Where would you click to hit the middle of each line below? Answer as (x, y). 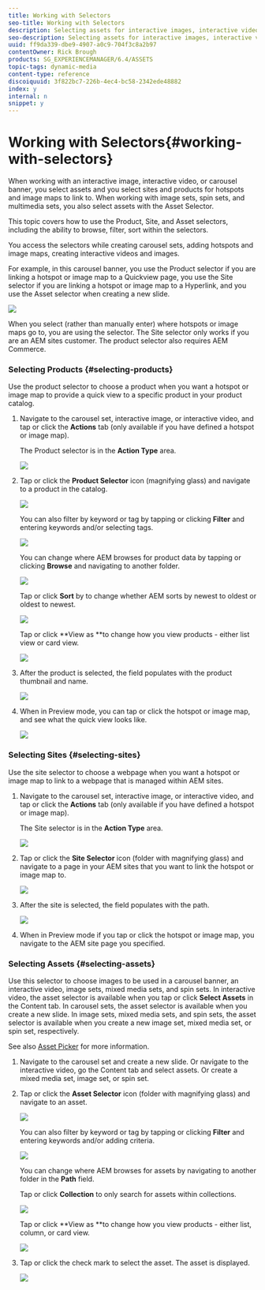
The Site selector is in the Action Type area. (91, 828)
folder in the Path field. (57, 1179)
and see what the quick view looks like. (83, 720)
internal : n (28, 96)
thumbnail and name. (54, 681)
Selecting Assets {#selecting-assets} (82, 964)
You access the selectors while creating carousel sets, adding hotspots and (131, 245)
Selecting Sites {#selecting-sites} (75, 755)
